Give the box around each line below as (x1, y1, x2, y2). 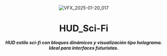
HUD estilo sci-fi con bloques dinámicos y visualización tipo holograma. (5, 39, 162, 45)
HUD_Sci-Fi (59, 23, 109, 34)
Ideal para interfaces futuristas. (49, 45, 119, 51)
